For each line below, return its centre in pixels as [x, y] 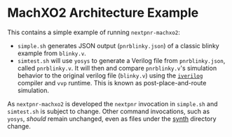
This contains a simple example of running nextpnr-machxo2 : [94, 32]
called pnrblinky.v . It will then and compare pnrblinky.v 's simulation [117, 68]
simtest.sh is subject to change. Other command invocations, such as [109, 111]
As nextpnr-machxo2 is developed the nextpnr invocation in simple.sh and [113, 103]
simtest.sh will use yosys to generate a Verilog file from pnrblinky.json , [121, 60]
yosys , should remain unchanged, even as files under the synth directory [112, 118]
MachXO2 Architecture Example [103, 13]
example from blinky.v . [52, 53]
